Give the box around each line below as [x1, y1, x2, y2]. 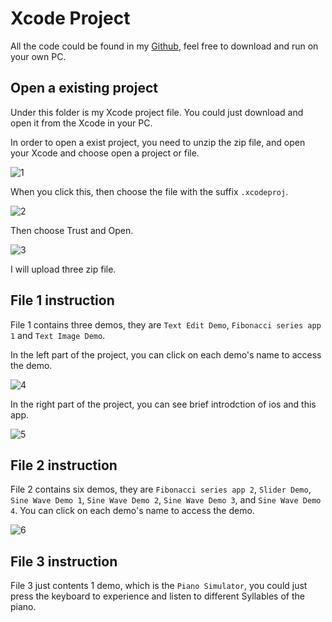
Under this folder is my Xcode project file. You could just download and [10, 106, 304, 118]
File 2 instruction [10, 457, 118, 474]
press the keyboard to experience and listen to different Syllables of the [10, 590, 305, 602]
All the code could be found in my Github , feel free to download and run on [10, 40, 319, 52]
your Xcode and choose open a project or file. [10, 147, 200, 159]
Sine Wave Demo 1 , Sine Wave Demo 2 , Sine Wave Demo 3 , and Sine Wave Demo [10, 494, 322, 506]
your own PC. [10, 50, 67, 62]
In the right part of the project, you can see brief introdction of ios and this [10, 398, 317, 410]
